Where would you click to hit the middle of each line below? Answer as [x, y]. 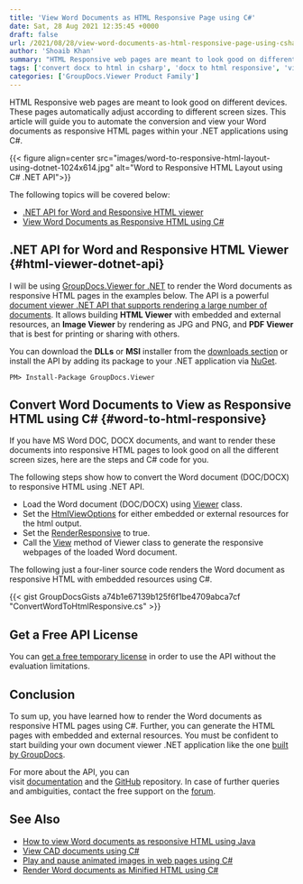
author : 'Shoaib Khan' [52, 51]
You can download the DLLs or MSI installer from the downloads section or [149, 351]
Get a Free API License [73, 635]
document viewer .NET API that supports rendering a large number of [138, 305]
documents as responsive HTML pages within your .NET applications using [149, 131]
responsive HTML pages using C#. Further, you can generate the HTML [142, 726]
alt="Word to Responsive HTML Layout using [199, 167]
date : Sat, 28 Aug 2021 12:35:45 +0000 [84, 26]
